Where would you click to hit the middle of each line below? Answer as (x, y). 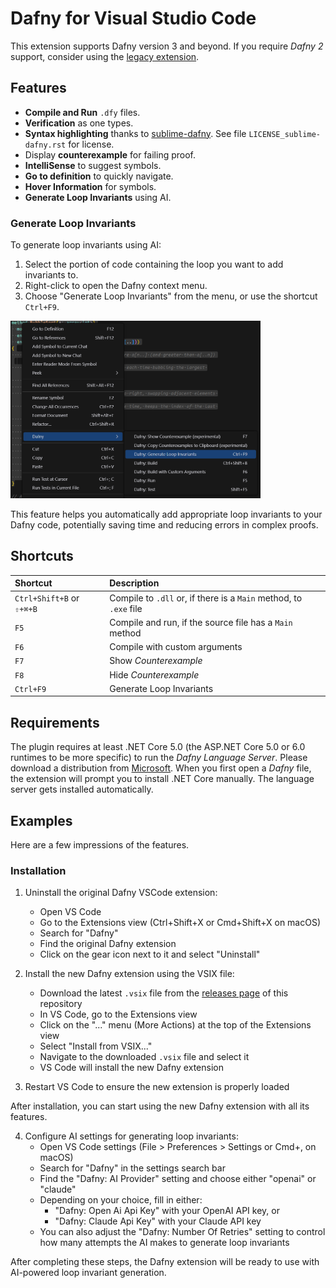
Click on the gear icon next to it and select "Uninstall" (150, 954)
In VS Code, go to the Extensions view (118, 1014)
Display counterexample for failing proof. (110, 154)
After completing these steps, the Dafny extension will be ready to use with (165, 1262)
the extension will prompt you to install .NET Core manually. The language (162, 779)
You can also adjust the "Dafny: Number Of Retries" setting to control (182, 1232)
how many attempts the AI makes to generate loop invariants (164, 1243)
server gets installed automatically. (82, 789)
